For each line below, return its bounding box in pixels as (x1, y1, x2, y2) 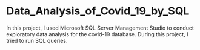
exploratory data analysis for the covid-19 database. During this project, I (6, 30, 188, 37)
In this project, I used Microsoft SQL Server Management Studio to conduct (6, 24, 194, 31)
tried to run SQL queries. (6, 37, 68, 44)
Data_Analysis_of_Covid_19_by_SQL (6, 4, 190, 18)
